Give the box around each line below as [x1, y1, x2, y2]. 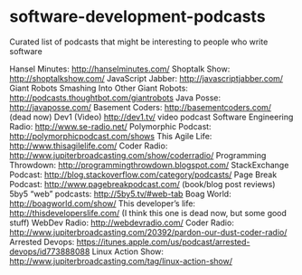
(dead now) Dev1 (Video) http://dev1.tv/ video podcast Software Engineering [9, 111, 294, 122]
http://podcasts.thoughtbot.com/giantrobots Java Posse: [9, 92, 222, 103]
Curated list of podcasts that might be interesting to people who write [9, 36, 269, 47]
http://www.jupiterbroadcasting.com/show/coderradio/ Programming [9, 149, 267, 160]
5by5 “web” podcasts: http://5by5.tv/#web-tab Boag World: [9, 188, 232, 199]
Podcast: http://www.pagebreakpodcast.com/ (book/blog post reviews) [9, 178, 276, 189]
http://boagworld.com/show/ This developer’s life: [9, 197, 196, 209]
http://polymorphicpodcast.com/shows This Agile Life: [9, 130, 212, 141]
